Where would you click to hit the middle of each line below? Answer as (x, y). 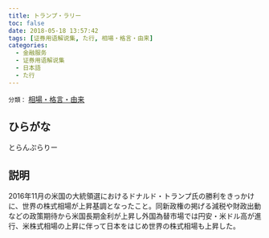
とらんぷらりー (33, 147)
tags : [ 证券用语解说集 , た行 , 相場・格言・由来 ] (81, 38)
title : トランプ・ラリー (45, 16)
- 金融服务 (31, 53)
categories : (28, 46)
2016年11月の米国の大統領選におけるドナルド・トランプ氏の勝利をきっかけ (132, 196)
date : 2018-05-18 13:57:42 (53, 30)
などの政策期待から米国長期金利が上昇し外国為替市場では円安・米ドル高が (131, 216)
